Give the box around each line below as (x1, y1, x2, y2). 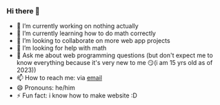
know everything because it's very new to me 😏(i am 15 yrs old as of (16, 59, 213, 67)
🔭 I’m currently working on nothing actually (16, 22, 139, 30)
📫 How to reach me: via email (16, 74, 103, 82)
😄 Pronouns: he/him (16, 84, 75, 92)
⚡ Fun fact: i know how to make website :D (16, 91, 137, 99)
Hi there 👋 (6, 6, 41, 16)
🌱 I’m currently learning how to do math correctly (16, 29, 157, 37)
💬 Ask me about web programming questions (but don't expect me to (16, 51, 213, 59)
